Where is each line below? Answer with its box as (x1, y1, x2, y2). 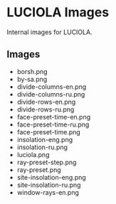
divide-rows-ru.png (16, 104, 75, 114)
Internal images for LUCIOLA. (6, 28, 93, 36)
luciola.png (16, 150, 50, 159)
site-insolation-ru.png (16, 181, 81, 189)
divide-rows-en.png (16, 97, 76, 106)
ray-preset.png (16, 165, 61, 174)
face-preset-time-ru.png (16, 120, 90, 129)
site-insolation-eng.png (16, 173, 86, 181)
